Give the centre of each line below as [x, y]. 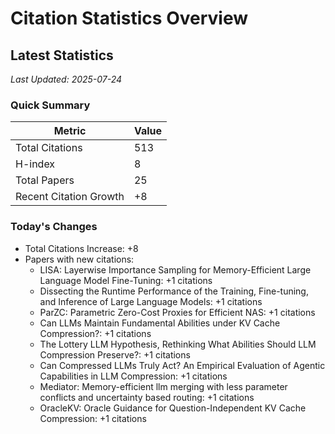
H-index [35, 164]
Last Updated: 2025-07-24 [66, 79]
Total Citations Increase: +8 [81, 248]
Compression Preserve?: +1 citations [115, 354]
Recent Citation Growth [70, 197]
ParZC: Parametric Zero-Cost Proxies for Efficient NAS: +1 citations [177, 312]
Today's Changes [54, 227]
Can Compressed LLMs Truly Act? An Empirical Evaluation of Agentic [182, 365]
